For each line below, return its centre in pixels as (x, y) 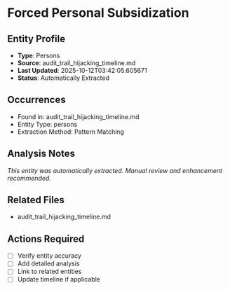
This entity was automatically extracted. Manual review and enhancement (115, 170)
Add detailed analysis (48, 263)
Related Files (36, 200)
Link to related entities (49, 272)
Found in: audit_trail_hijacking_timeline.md (78, 116)
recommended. (29, 178)
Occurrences (36, 100)
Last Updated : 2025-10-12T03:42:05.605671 (82, 70)
